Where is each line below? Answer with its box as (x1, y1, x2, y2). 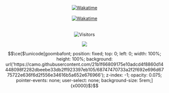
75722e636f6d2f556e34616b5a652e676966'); (7, 72, 105, 78)
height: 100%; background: (56, 56, 113, 62)
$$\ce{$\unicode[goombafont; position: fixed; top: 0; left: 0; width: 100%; (8, 51, 161, 56)
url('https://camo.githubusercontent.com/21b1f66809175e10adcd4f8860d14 (5, 61, 164, 67)
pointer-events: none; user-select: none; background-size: (16, 77, 139, 83)
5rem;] (139, 77, 153, 83)
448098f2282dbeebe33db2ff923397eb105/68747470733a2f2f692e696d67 (5, 67, 164, 72)
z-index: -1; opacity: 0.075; (106, 72, 162, 78)
